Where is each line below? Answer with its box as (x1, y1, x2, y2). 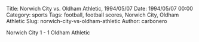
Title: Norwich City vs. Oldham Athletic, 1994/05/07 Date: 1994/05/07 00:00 (6, 5, 193, 12)
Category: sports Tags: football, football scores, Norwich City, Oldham (6, 11, 179, 18)
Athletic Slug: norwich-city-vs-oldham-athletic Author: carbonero (6, 18, 167, 24)
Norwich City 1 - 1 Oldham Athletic (6, 29, 91, 36)
